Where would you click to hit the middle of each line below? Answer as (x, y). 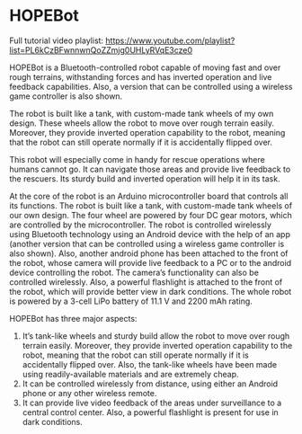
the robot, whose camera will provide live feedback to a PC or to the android (151, 262)
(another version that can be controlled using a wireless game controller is (147, 244)
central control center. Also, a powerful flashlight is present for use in (150, 412)
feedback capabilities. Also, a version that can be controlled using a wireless (151, 86)
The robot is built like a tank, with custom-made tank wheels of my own (142, 113)
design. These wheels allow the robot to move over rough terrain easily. (142, 123)
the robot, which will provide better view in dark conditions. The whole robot (151, 291)
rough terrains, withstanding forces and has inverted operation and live (141, 76)
